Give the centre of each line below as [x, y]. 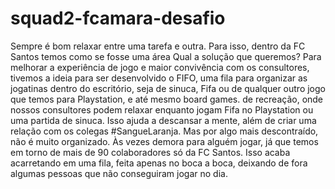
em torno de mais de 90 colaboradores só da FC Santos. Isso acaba [150, 152]
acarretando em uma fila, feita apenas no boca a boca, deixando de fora [159, 163]
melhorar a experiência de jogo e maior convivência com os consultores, [160, 67]
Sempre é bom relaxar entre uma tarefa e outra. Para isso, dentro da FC [158, 46]
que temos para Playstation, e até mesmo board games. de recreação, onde [167, 99]
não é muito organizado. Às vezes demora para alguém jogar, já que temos [164, 141]
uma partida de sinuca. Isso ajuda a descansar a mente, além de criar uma [163, 120]
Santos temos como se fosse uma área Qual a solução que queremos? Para [166, 56]
